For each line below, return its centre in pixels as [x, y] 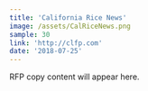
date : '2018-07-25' [46, 51]
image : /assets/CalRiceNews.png [70, 26]
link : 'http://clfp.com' [56, 43]
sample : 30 [30, 34]
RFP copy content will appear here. [74, 77]
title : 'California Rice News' [68, 18]
